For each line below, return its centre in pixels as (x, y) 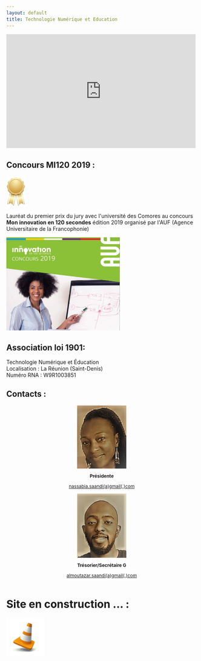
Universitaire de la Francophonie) (48, 228)
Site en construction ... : (68, 604)
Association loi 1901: (46, 347)
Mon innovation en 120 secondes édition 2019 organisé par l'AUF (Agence (100, 222)
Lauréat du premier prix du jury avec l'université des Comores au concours (100, 216)
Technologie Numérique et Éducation (53, 362)
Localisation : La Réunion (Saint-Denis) (54, 368)
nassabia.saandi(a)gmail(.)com (102, 486)
